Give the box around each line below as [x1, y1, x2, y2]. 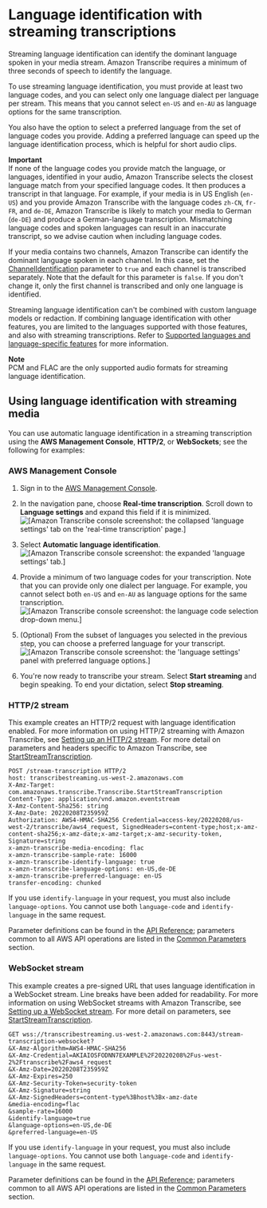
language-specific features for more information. [8, 338, 169, 349]
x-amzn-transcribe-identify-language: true [8, 858, 155, 867]
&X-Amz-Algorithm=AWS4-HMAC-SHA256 [8, 1044, 127, 1052]
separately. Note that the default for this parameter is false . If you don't [8, 272, 244, 281]
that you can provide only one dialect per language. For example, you [19, 581, 248, 591]
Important [8, 154, 42, 165]
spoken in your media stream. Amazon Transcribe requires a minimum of [8, 58, 247, 67]
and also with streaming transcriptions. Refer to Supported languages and [8, 330, 251, 340]
